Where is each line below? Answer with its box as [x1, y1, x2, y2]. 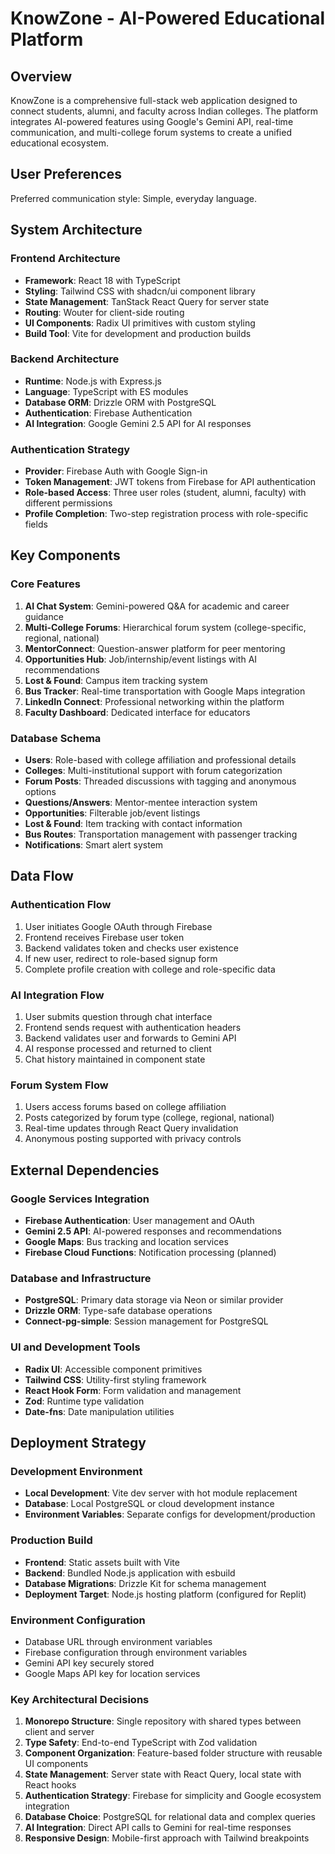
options [24, 786, 57, 798]
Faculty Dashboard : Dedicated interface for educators [24, 706, 251, 718]
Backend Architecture [10, 352, 120, 366]
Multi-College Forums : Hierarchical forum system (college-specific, [24, 621, 307, 633]
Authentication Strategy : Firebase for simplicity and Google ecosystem [24, 1790, 322, 1802]
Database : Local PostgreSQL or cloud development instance [24, 1498, 275, 1510]
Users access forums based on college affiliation [24, 1101, 227, 1113]
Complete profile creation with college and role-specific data [24, 963, 276, 975]
